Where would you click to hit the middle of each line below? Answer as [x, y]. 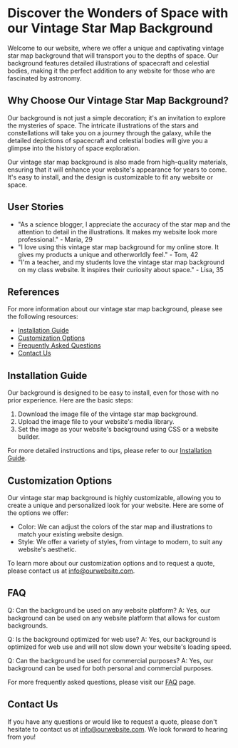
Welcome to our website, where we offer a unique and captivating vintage [116, 48]
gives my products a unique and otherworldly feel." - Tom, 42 [108, 254]
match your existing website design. [71, 534]
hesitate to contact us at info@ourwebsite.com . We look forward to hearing [118, 729]
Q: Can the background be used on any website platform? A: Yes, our [109, 610]
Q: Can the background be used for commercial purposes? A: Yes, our [110, 660]
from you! [22, 737]
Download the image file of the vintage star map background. [108, 414]
